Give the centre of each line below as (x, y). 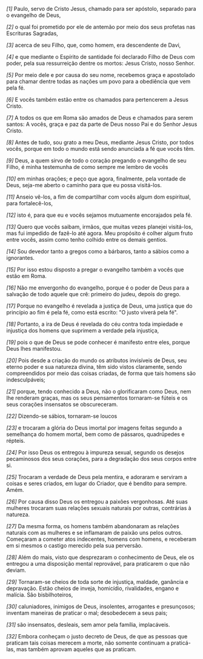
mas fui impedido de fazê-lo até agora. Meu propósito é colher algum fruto (100, 233)
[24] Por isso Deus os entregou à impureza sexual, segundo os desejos (95, 452)
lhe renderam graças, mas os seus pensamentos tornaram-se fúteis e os (97, 398)
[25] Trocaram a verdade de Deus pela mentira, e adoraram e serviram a (97, 477)
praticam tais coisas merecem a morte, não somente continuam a (88, 643)
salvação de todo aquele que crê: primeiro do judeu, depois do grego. (93, 294)
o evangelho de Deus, (34, 15)
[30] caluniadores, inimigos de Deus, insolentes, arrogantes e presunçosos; (101, 606)
